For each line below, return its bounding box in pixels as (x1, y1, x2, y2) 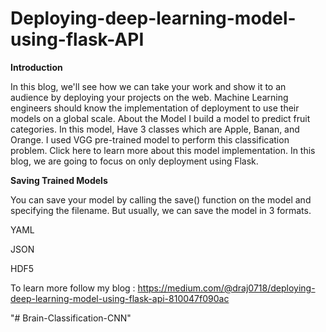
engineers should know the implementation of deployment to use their (10, 102, 300, 114)
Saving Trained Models (10, 174, 108, 186)
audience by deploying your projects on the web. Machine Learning (10, 91, 289, 103)
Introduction (10, 61, 63, 73)
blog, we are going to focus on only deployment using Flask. (10, 155, 259, 167)
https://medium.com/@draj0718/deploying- (137, 282, 316, 294)
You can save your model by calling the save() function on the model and (10, 193, 312, 206)
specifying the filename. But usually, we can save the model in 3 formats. (10, 204, 312, 216)
